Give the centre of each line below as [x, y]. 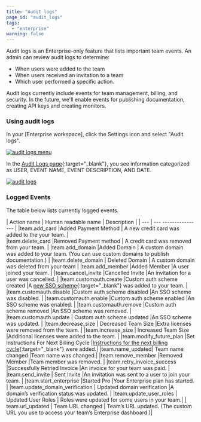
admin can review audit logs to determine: [58, 57]
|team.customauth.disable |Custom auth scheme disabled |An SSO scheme [99, 292]
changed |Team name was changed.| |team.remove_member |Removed [95, 355]
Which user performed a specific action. [65, 82]
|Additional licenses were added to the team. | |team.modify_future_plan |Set [100, 336]
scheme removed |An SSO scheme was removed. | [69, 311]
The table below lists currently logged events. [63, 210]
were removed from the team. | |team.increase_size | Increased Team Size [98, 330]
